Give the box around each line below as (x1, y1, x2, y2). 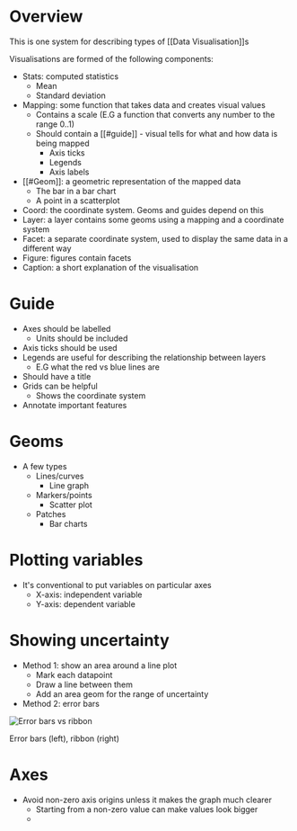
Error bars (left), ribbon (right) (9, 733, 119, 744)
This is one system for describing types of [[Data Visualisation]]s (9, 36, 249, 47)
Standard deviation (35, 90, 106, 101)
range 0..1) (35, 119, 74, 130)
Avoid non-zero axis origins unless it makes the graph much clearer (22, 794, 272, 805)
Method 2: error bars (22, 698, 100, 709)
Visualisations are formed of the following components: (9, 53, 214, 64)
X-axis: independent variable (35, 589, 143, 600)
